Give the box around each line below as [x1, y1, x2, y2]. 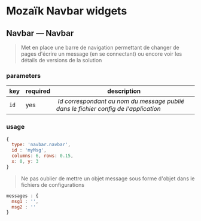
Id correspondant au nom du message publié [57, 97, 185, 105]
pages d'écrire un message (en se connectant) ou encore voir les [20, 50, 182, 57]
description [107, 87, 141, 95]
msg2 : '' [11, 204, 36, 210]
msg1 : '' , [11, 198, 39, 204]
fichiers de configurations [20, 181, 85, 188]
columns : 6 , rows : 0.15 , [11, 153, 74, 159]
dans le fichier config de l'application [56, 105, 161, 113]
